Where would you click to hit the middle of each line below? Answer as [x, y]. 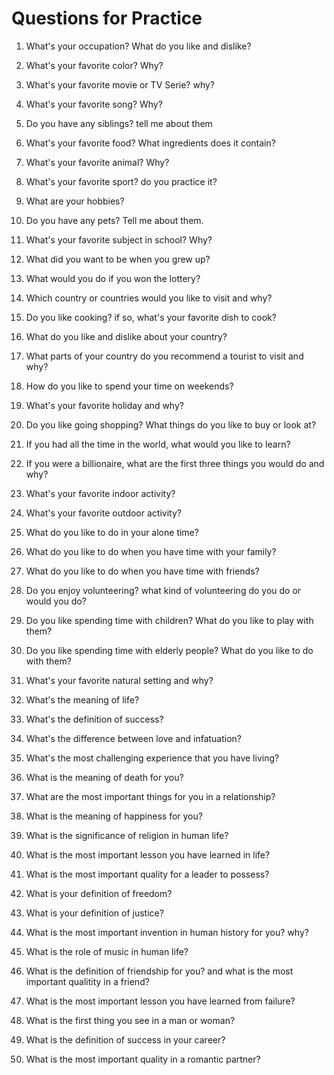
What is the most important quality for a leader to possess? [147, 874]
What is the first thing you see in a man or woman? [130, 1020]
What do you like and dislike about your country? [126, 336]
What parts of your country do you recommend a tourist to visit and [164, 356]
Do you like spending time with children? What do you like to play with [169, 620]
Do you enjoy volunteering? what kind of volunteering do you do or [163, 590]
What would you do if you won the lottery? [113, 278]
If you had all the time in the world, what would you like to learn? [158, 444]
